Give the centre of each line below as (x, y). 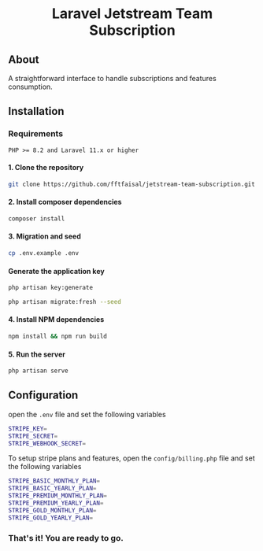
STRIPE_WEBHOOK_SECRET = (47, 443)
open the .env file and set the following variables (87, 414)
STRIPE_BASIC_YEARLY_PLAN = (52, 489)
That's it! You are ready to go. (66, 538)
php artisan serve (38, 371)
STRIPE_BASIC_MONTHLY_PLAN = (54, 481)
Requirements (36, 134)
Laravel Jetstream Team (132, 14)
